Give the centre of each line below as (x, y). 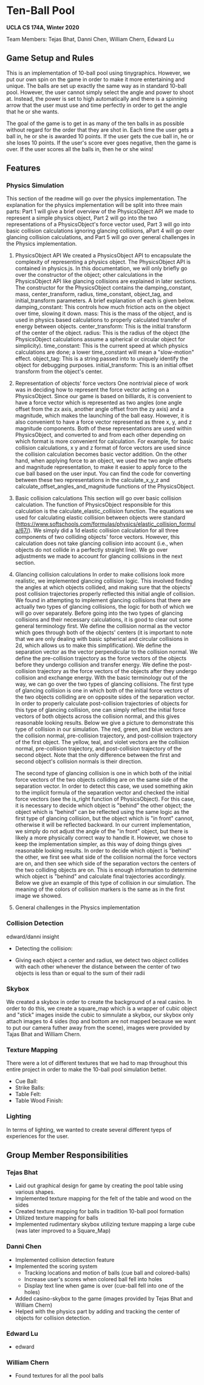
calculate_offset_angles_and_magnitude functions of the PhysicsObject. (105, 487)
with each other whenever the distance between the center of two (98, 966)
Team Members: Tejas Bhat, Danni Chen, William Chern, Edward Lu (90, 39)
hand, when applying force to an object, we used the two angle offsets (104, 461)
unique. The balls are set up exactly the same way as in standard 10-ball (97, 86)
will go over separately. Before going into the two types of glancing (99, 613)
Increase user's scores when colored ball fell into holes (93, 1279)
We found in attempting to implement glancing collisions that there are (103, 600)
